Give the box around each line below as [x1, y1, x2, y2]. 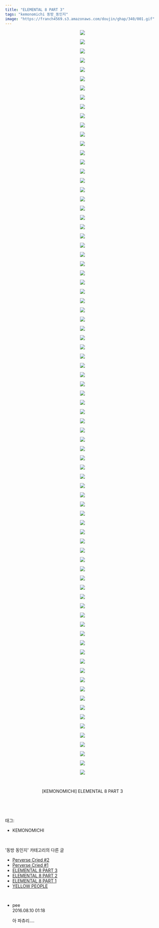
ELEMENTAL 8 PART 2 [12, 873, 58, 879]
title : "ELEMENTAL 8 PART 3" [5, 7, 65, 12]
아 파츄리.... [12, 918, 35, 924]
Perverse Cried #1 [12, 862, 49, 868]
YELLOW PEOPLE [12, 883, 48, 889]
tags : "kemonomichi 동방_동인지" [5, 12, 69, 17]
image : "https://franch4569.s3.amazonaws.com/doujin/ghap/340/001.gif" [5, 16, 155, 21]
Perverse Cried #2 [12, 857, 50, 863]
